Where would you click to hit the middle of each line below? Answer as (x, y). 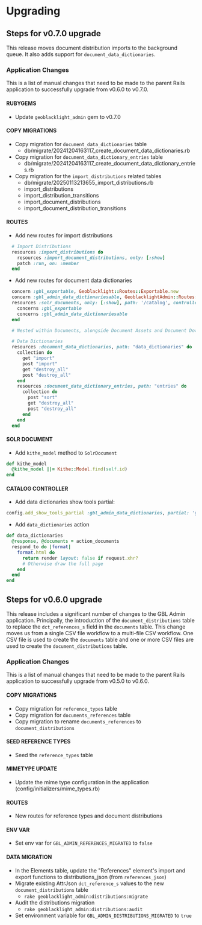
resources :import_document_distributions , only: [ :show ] (91, 258)
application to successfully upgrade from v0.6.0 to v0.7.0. (77, 89)
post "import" (40, 363)
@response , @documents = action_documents (66, 542)
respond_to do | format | (41, 547)
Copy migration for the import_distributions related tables (88, 176)
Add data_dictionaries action (52, 525)
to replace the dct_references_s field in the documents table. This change (96, 627)
